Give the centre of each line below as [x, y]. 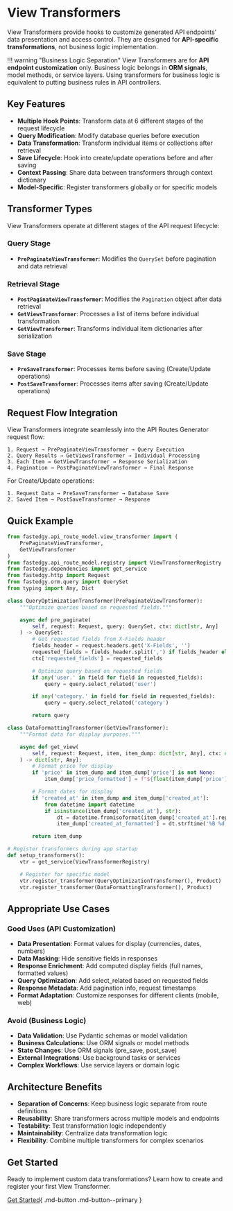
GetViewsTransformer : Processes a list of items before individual [108, 314]
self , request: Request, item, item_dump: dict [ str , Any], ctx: [127, 753]
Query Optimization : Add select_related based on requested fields [113, 981]
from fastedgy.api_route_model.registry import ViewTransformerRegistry [114, 562]
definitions [32, 1111]
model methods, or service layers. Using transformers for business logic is [114, 75]
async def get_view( [49, 747]
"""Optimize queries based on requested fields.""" [96, 607]
